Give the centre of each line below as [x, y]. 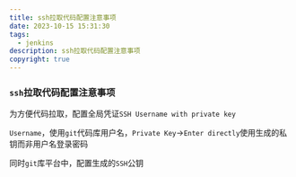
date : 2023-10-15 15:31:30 [60, 26]
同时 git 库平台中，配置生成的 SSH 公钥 [76, 164]
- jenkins [35, 43]
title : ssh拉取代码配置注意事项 [63, 18]
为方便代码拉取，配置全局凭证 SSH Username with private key [122, 114]
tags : [19, 34]
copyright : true [39, 59]
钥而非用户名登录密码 [48, 144]
